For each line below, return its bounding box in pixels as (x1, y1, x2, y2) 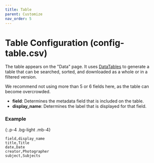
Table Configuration (5, 37, 88, 48)
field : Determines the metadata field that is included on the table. (12, 98, 144, 104)
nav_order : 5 (5, 16, 32, 21)
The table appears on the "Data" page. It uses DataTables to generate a (5, 64, 150, 70)
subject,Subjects (5, 153, 41, 158)
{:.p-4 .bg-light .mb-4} (5, 126, 51, 132)
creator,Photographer (5, 149, 50, 154)
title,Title (5, 140, 29, 145)
